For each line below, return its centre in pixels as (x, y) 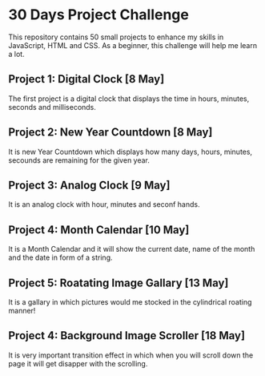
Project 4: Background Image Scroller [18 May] (127, 336)
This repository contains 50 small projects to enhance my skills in (116, 37)
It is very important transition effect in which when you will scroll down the (131, 355)
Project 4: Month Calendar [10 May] (99, 230)
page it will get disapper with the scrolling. (78, 363)
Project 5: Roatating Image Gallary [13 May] (118, 283)
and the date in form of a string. (61, 257)
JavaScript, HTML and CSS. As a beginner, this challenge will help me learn (133, 45)
